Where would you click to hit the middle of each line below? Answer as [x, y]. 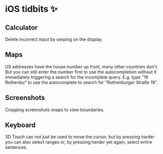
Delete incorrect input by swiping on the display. [54, 39]
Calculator [21, 27]
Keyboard [20, 125]
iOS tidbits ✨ [31, 9]
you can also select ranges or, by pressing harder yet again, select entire [79, 142]
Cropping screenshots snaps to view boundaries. [55, 110]
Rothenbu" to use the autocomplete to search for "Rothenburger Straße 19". [81, 82]
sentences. [16, 147]
